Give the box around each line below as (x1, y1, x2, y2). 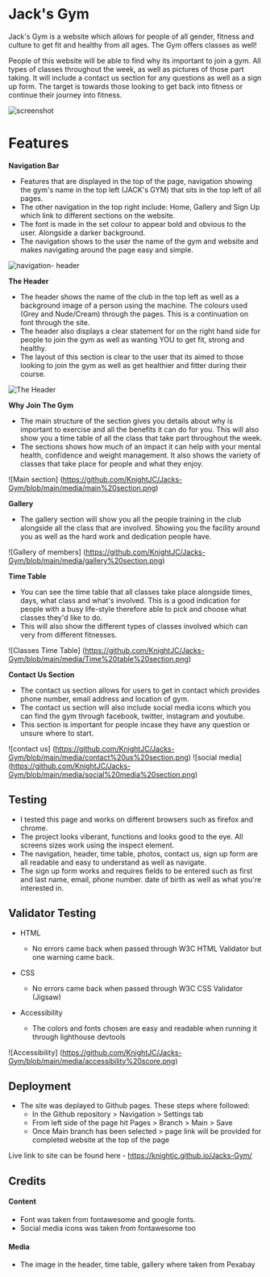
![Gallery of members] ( (8, 546, 86, 557)
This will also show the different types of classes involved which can (19, 621, 248, 630)
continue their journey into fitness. (8, 90, 123, 99)
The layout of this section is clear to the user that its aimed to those (19, 352, 244, 362)
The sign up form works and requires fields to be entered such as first (19, 865, 253, 876)
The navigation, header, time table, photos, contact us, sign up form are (19, 848, 258, 858)
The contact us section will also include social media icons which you (19, 702, 251, 712)
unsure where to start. (19, 728, 94, 738)
